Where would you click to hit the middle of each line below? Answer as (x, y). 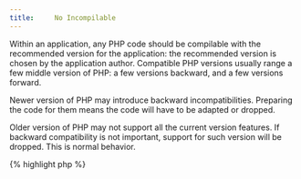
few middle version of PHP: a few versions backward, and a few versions (146, 73)
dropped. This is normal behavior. (73, 146)
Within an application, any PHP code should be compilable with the (135, 44)
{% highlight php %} (48, 164)
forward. (26, 82)
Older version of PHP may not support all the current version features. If (145, 127)
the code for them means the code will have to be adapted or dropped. (142, 109)
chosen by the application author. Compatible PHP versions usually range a (151, 63)
